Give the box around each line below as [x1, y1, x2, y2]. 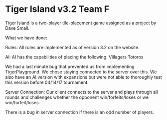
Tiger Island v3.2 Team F [5, 3, 110, 15]
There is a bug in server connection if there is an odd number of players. [5, 109, 155, 115]
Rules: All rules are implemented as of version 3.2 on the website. [5, 44, 140, 50]
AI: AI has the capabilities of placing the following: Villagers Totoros [5, 54, 144, 60]
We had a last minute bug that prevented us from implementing [5, 63, 135, 69]
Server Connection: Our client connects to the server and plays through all [5, 89, 158, 95]
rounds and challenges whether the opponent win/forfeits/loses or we [5, 94, 149, 100]
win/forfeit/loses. [5, 99, 40, 105]
